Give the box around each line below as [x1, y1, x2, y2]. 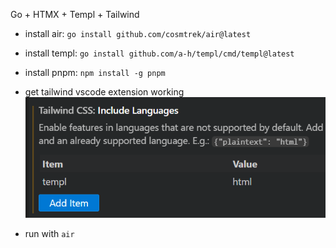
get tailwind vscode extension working [24, 86, 185, 98]
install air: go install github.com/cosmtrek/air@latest [24, 28, 252, 39]
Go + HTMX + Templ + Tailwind [10, 9, 140, 20]
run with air [24, 227, 75, 239]
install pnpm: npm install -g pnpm [24, 67, 166, 78]
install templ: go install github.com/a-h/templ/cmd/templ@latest [24, 47, 295, 59]
